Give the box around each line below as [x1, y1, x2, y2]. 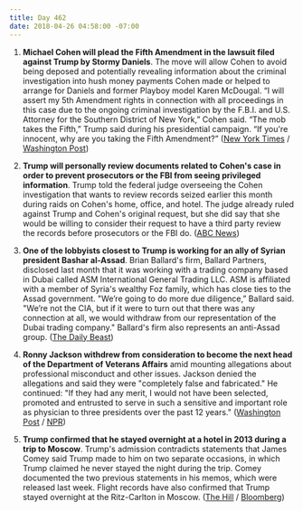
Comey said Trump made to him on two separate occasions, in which [22, 453, 280, 464]
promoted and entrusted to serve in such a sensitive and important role [22, 397, 288, 408]
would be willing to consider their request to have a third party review [22, 218, 282, 229]
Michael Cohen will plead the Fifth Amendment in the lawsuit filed [22, 46, 275, 57]
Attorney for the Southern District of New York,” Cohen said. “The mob [22, 114, 287, 125]
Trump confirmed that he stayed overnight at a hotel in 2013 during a [22, 433, 287, 444]
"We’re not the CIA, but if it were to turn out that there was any [22, 302, 256, 313]
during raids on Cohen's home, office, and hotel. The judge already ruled [22, 198, 295, 209]
